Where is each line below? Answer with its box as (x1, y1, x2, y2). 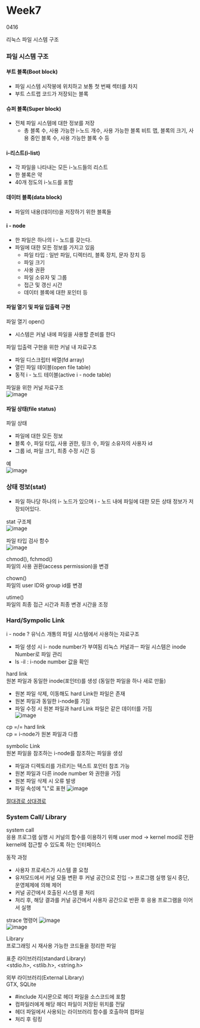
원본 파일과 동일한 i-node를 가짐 (14, 697, 91, 704)
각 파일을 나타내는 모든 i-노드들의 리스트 (14, 164, 109, 171)
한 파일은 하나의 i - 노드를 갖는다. (14, 236, 92, 243)
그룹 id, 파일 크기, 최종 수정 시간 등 (14, 447, 96, 454)
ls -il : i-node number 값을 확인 (14, 658, 90, 665)
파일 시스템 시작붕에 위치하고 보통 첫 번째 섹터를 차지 (14, 83, 138, 90)
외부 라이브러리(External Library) (6, 974, 85, 981)
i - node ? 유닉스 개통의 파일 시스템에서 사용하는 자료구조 (6, 630, 140, 637)
